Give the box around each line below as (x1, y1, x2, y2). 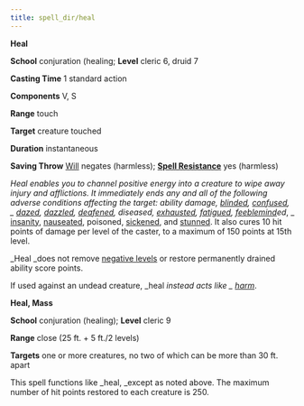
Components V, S (10, 90, 77, 101)
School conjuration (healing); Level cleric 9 (10, 315, 171, 326)
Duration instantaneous (10, 143, 98, 153)
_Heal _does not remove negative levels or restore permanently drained (10, 253, 276, 263)
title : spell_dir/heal (10, 13, 96, 23)
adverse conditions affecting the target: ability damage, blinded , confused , (10, 197, 290, 208)
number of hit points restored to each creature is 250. (10, 386, 210, 397)
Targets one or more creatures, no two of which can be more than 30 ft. (10, 349, 279, 361)
